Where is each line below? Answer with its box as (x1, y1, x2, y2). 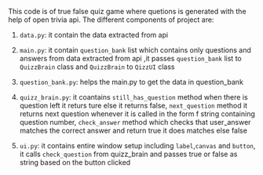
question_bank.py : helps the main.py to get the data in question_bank (19, 78, 243, 86)
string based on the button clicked (19, 158, 131, 167)
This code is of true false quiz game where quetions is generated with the (8, 7, 247, 16)
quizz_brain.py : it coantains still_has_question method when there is (19, 93, 249, 101)
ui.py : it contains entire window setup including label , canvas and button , (19, 141, 256, 150)
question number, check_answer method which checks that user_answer (19, 118, 251, 126)
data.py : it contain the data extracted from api (19, 31, 169, 39)
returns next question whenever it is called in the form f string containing (19, 109, 255, 118)
